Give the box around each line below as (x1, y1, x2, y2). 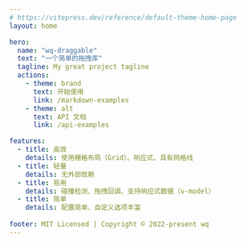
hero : (9, 38, 29, 46)
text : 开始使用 (32, 87, 85, 96)
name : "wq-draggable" (17, 46, 98, 54)
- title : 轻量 (17, 162, 67, 171)
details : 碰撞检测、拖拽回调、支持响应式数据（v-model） (25, 187, 216, 196)
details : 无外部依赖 (25, 170, 95, 179)
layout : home (9, 21, 58, 30)
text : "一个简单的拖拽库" (17, 54, 102, 63)
